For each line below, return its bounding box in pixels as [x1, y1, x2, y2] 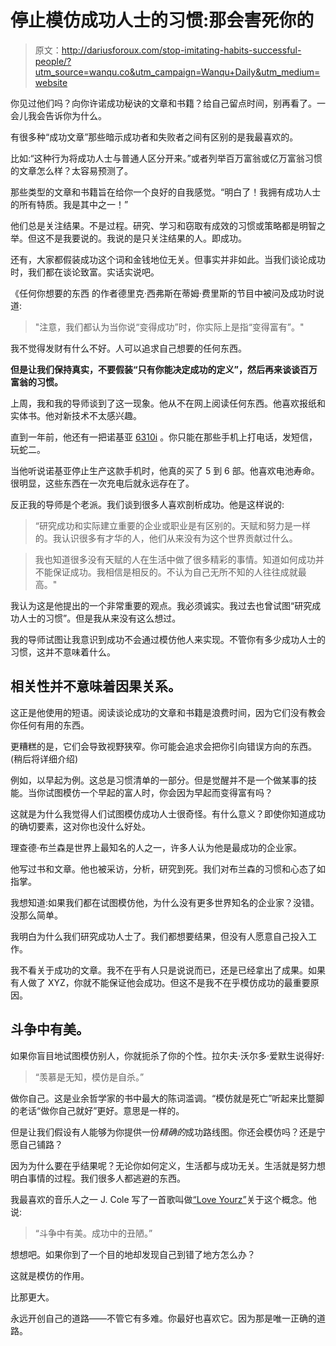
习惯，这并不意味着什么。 [10, 646, 116, 658]
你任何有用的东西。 [10, 719, 90, 731]
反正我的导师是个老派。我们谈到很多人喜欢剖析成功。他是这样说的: [10, 498, 285, 510]
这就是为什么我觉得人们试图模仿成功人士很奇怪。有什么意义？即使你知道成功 [10, 807, 326, 820]
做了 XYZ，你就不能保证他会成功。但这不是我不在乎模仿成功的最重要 [27, 976, 311, 988]
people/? [34, 55, 72, 67]
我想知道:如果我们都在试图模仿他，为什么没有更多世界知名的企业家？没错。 [10, 896, 320, 908]
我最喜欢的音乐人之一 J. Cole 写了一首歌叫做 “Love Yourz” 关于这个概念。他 [10, 1193, 317, 1205]
